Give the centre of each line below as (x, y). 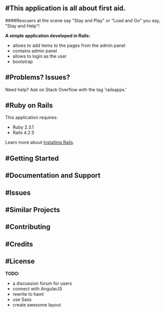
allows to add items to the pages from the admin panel (69, 45)
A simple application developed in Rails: (48, 35)
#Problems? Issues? (38, 77)
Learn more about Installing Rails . (40, 142)
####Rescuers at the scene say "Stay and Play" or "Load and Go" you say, (83, 20)
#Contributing (28, 227)
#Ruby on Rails (29, 106)
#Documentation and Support (53, 175)
